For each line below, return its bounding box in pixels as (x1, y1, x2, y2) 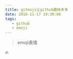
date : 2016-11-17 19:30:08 (5, 12, 61, 17)
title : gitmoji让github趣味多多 (5, 7, 69, 12)
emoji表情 (17, 40, 38, 46)
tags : (5, 16, 16, 21)
